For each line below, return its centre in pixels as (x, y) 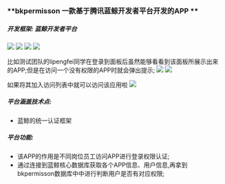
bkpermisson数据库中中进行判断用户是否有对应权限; (91, 173)
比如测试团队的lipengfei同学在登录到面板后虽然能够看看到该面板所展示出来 (113, 61)
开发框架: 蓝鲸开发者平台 (42, 28)
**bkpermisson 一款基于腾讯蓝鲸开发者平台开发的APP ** (103, 10)
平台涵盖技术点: (29, 102)
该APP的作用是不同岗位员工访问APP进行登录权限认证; (93, 156)
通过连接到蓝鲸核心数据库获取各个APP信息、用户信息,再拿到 (102, 165)
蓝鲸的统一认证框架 (44, 120)
